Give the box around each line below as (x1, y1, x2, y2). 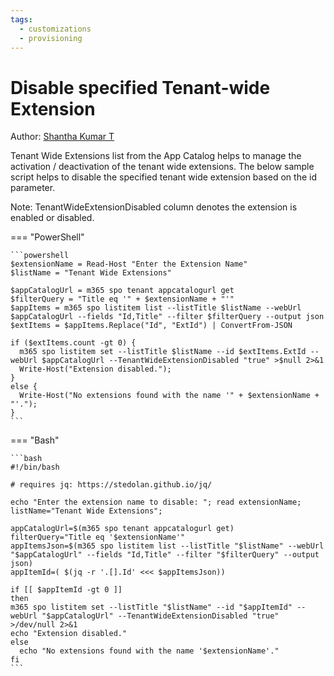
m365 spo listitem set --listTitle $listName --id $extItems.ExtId (19, 347, 307, 357)
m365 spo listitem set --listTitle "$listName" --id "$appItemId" (10, 602, 293, 613)
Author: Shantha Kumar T (10, 131, 115, 143)
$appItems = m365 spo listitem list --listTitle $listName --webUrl (10, 303, 302, 313)
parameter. (10, 182, 56, 194)
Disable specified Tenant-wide (10, 76, 271, 99)
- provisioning (19, 33, 83, 43)
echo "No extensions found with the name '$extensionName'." (19, 646, 280, 656)
